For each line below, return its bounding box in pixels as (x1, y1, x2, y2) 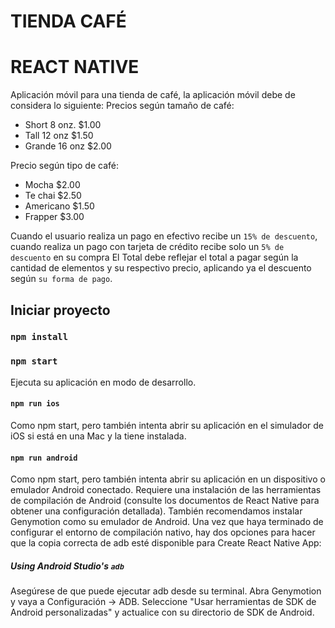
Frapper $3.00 (24, 211, 85, 223)
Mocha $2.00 (24, 179, 81, 191)
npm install (10, 331, 69, 343)
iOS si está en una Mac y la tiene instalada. (10, 430, 187, 442)
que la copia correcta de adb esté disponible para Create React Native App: (10, 537, 322, 549)
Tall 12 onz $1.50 (24, 130, 94, 142)
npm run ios (10, 399, 60, 409)
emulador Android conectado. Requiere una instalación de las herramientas (10, 484, 322, 496)
